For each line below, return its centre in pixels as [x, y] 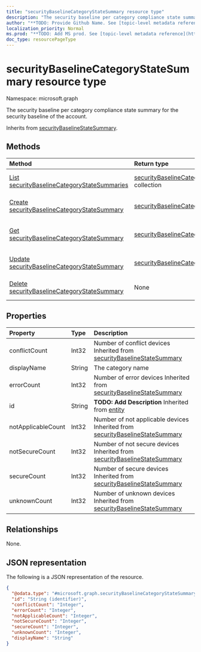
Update [19, 259]
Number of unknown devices [134, 493]
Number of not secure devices [136, 444]
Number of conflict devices [132, 343]
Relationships [32, 529]
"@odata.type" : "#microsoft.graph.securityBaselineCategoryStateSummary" [105, 594]
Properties [26, 316]
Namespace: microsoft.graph [42, 98]
